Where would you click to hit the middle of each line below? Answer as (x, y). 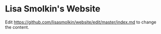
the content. (17, 27)
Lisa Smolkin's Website (53, 9)
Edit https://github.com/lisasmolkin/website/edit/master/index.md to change (81, 22)
